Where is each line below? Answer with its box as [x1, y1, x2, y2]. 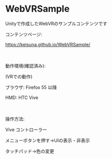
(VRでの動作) [5, 73, 33, 79]
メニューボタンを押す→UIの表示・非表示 [5, 137, 90, 143]
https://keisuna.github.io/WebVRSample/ [5, 41, 91, 47]
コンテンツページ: [5, 31, 42, 37]
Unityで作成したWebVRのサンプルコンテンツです [5, 20, 107, 26]
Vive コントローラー [5, 126, 47, 133]
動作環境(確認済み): [5, 62, 46, 69]
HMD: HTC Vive [5, 94, 39, 101]
